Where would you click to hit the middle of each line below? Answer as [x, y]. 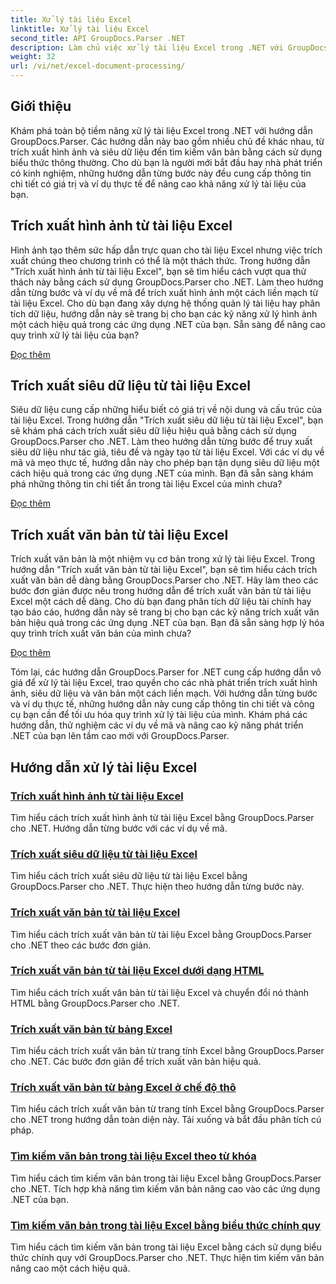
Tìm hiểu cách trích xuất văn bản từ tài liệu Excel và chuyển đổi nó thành [160, 992]
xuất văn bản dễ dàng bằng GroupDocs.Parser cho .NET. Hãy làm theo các [164, 580]
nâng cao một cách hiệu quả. [70, 1268]
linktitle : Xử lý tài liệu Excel [80, 29]
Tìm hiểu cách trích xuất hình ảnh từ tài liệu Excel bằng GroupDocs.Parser [162, 817]
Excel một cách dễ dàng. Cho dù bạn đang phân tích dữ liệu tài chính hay [161, 602]
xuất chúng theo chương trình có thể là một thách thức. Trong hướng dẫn [160, 260]
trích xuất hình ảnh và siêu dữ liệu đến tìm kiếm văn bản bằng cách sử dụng [166, 152]
